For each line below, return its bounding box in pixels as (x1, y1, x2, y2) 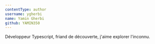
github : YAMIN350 (5, 20, 40, 26)
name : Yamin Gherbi (5, 16, 45, 21)
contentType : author (5, 7, 47, 12)
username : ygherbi (5, 12, 42, 16)
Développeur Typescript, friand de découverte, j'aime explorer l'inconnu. (5, 34, 150, 40)
